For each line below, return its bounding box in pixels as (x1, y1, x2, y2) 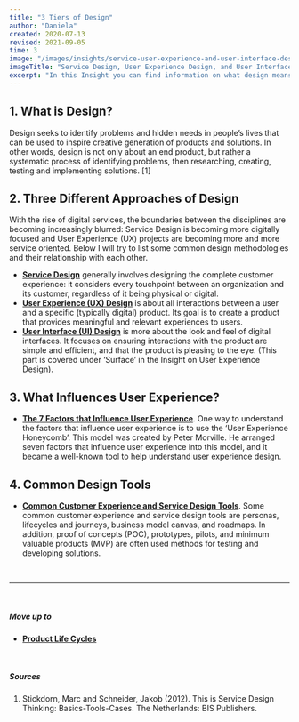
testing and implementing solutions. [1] (9, 165, 151, 176)
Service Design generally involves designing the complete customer (21, 269, 274, 280)
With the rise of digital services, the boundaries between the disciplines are (9, 214, 287, 225)
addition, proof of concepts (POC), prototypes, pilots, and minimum (21, 529, 270, 539)
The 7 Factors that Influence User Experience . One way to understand (21, 413, 284, 424)
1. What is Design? (9, 104, 113, 119)
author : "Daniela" (9, 21, 77, 30)
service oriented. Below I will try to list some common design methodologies (9, 243, 289, 253)
